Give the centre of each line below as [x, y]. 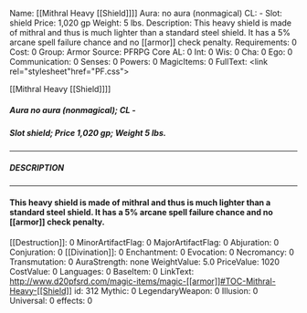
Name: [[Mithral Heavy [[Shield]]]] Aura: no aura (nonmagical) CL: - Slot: [146, 13]
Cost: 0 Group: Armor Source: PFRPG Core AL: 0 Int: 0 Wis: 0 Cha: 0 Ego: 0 [151, 52]
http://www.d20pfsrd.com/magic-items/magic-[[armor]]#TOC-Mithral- [143, 281]
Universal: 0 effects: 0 [51, 300]
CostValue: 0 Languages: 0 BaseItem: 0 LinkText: [102, 271]
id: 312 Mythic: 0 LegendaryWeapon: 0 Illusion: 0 [166, 290]
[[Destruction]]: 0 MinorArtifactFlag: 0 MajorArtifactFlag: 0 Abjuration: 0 [144, 242]
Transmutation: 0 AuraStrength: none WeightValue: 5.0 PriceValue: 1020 [145, 261]
